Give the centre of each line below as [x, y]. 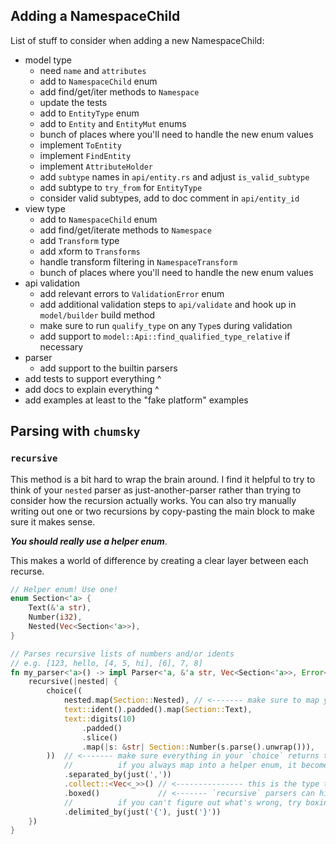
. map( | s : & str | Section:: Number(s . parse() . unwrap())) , [198, 747]
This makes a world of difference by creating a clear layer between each [159, 560]
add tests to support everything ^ [93, 378]
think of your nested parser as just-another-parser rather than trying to [156, 490]
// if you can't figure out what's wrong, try [182, 802]
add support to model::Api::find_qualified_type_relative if [165, 336]
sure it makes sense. [53, 521]
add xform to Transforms [90, 251]
